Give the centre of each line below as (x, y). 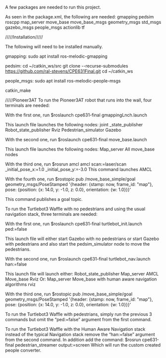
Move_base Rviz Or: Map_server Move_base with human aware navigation (81, 279)
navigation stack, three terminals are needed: (51, 214)
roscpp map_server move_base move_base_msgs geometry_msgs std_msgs (83, 22)
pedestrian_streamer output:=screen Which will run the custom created (88, 345)
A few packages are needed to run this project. (53, 7)
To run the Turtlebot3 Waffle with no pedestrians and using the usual (75, 209)
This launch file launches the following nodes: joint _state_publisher (74, 125)
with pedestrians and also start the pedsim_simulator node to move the (78, 244)
